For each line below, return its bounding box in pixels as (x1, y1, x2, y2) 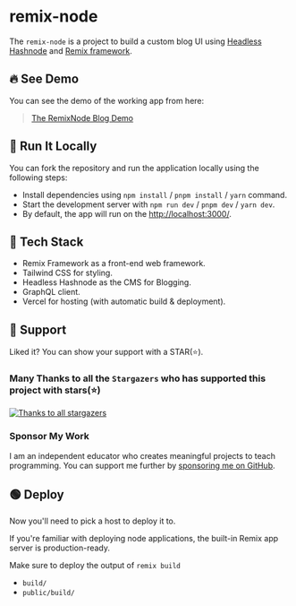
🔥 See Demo (9, 72, 79, 87)
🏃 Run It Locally (9, 139, 97, 154)
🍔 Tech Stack (9, 234, 84, 249)
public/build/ (21, 588, 75, 597)
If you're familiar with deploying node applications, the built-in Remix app (9, 532, 279, 543)
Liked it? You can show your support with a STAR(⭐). (9, 347, 204, 358)
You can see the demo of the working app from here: (9, 95, 205, 106)
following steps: (9, 172, 68, 183)
